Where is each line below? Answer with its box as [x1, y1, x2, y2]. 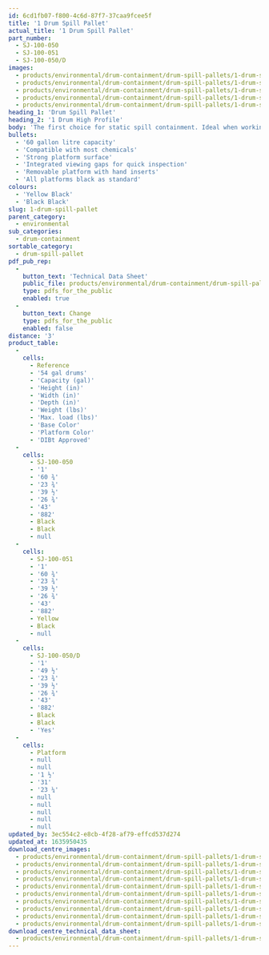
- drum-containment [15, 235, 81, 243]
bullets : [8, 130, 38, 138]
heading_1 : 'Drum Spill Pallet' [8, 109, 116, 117]
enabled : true [22, 295, 70, 303]
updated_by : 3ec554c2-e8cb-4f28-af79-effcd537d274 [8, 830, 181, 839]
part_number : [8, 34, 52, 42]
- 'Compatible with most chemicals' [15, 146, 138, 154]
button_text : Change [22, 309, 91, 317]
